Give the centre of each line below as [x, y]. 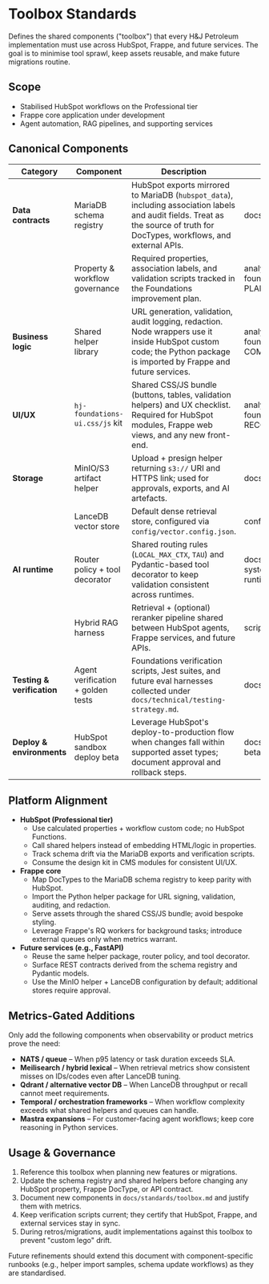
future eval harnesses [173, 681]
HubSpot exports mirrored [181, 185]
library [86, 352]
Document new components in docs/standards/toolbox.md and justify [134, 1198]
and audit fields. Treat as [178, 215]
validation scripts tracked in [183, 278]
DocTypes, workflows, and [181, 235]
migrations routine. [39, 62]
